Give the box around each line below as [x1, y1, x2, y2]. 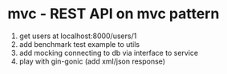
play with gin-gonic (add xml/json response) [18, 56, 166, 66]
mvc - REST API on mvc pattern [7, 5, 220, 23]
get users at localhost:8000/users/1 [18, 31, 137, 41]
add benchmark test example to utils [18, 39, 140, 49]
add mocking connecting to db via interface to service [18, 48, 198, 57]
